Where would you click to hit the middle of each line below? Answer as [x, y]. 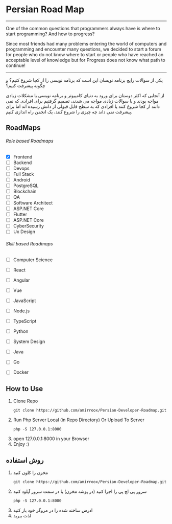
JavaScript [24, 301]
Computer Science [33, 260]
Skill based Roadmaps [29, 244]
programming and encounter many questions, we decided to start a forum [83, 49]
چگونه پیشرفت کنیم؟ [26, 85]
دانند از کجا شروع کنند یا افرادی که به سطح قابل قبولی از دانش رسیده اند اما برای [83, 106]
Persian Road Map [45, 9]
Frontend [23, 156]
